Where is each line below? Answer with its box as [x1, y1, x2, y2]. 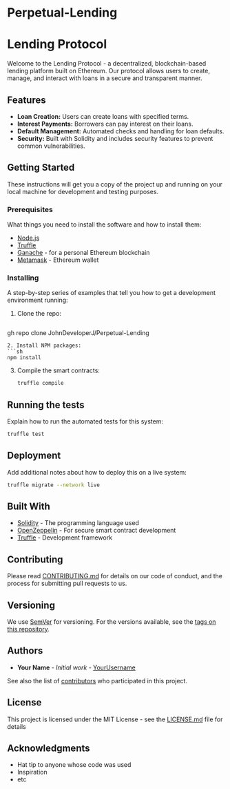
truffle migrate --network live [7, 482, 100, 488]
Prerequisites [7, 205, 53, 214]
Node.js [17, 234, 40, 243]
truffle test [7, 430, 45, 438]
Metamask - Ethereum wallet [17, 256, 99, 264]
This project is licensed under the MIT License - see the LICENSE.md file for [7, 715, 223, 723]
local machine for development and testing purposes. [7, 187, 159, 196]
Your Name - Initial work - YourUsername [17, 663, 136, 672]
